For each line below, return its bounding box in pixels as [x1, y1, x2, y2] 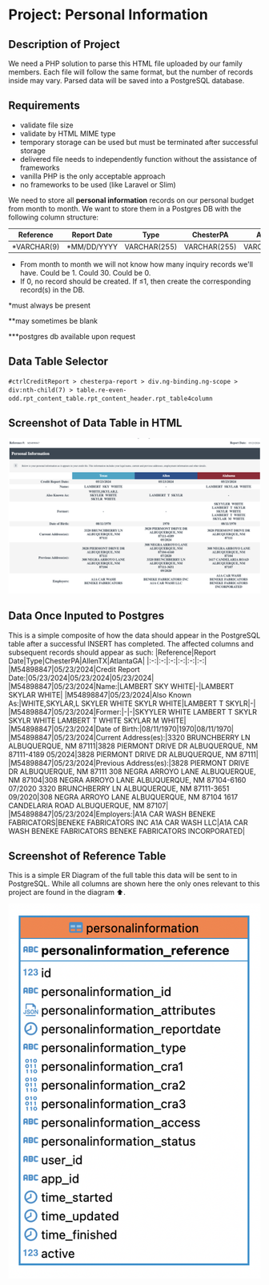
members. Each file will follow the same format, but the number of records [8, 67, 254, 77]
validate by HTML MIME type [19, 128, 116, 138]
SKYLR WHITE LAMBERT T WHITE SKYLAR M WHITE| [8, 715, 187, 725]
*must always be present [8, 300, 90, 310]
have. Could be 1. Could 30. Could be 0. [19, 268, 151, 278]
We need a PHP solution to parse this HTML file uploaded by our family [8, 58, 243, 68]
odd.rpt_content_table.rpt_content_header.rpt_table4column [8, 394, 214, 402]
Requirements [8, 99, 80, 113]
